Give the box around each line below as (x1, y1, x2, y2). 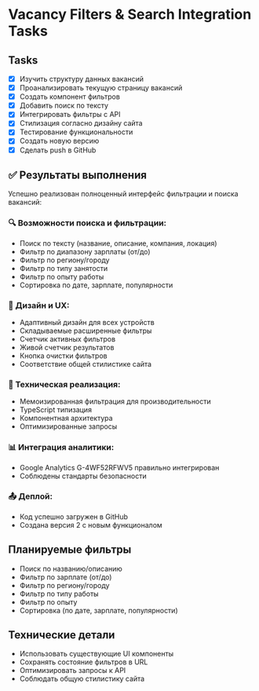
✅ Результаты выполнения (8, 168, 148, 181)
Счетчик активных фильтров (19, 334, 116, 343)
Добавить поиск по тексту (19, 101, 108, 111)
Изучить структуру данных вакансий (19, 75, 144, 83)
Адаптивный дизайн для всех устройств (19, 317, 155, 327)
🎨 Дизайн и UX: (8, 300, 70, 311)
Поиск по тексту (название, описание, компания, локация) (19, 238, 217, 248)
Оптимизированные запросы (19, 422, 118, 431)
